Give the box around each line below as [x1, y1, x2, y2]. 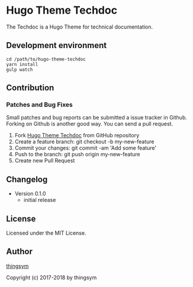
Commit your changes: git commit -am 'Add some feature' [14, 144, 157, 152]
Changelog [6, 174, 48, 184]
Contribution [6, 83, 54, 93]
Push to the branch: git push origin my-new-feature [14, 151, 140, 158]
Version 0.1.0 [14, 190, 46, 197]
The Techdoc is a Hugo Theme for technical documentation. [6, 23, 153, 30]
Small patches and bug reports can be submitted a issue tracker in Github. [6, 114, 188, 121]
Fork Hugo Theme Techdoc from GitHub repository [14, 132, 140, 139]
